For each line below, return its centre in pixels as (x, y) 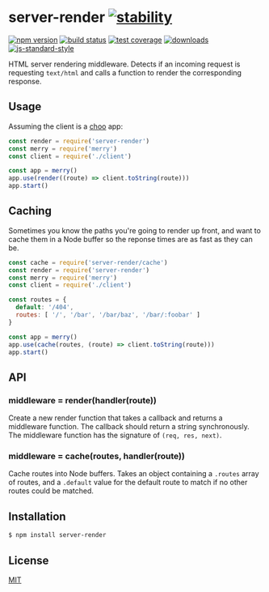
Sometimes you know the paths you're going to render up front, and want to (134, 230)
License (29, 560)
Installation (37, 516)
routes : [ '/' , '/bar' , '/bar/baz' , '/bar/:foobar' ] (108, 315)
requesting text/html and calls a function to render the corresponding (125, 72)
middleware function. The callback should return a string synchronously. (129, 427)
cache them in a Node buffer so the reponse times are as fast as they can (130, 239)
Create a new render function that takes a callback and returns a (116, 418)
